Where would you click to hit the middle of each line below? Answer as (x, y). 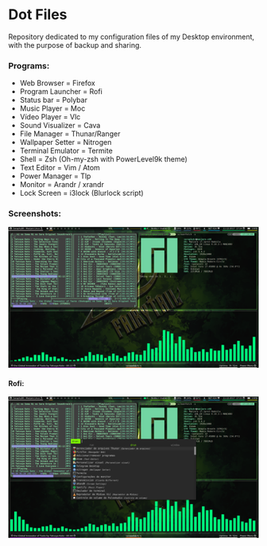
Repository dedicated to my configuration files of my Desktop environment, (132, 37)
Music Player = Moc (52, 108)
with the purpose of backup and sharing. (75, 45)
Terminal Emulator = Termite (66, 151)
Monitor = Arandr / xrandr (62, 185)
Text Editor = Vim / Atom (60, 168)
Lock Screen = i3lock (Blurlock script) (82, 193)
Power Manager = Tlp (55, 176)
